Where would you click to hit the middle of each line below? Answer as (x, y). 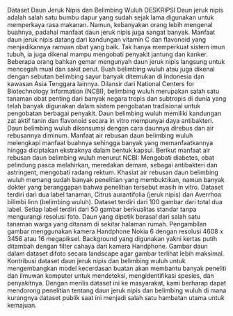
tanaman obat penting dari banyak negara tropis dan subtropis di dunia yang (117, 99)
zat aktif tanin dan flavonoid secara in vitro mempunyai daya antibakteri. (111, 120)
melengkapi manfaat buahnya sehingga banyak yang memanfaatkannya (110, 143)
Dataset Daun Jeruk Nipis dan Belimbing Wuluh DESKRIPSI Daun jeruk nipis (115, 10)
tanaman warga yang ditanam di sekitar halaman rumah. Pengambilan (107, 224)
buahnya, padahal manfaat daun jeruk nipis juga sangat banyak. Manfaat (111, 32)
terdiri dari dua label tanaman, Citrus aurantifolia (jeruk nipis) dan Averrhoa (114, 194)
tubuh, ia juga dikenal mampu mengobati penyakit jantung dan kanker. (108, 54)
